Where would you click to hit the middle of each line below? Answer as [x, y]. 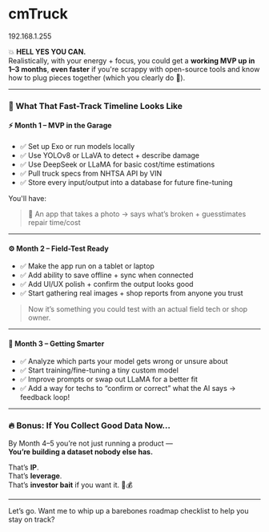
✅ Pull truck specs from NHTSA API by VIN [91, 174]
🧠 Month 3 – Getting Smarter [56, 343]
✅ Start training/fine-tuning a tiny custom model [99, 370]
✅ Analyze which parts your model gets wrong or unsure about [124, 361]
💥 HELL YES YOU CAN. [47, 51]
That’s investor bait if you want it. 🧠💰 [71, 485]
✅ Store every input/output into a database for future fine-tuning [126, 183]
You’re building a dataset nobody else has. [81, 451]
